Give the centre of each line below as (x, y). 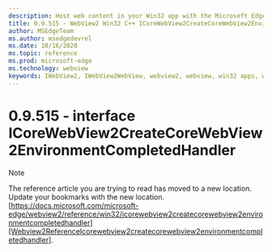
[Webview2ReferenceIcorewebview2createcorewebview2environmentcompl (136, 231)
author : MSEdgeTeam (41, 31)
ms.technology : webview (49, 69)
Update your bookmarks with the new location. (86, 197)
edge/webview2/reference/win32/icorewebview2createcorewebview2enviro (136, 214)
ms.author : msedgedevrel (50, 38)
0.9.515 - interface (72, 116)
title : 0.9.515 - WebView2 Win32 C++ (72, 23)
